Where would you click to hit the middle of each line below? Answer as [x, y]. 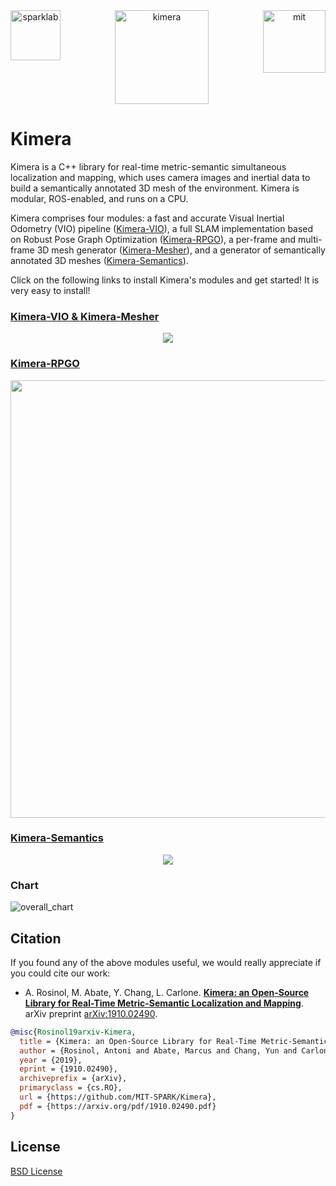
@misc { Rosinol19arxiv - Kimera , [73, 1032]
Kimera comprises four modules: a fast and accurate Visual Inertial [147, 218]
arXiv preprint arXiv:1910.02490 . [91, 1013]
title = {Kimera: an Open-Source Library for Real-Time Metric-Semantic [174, 1041]
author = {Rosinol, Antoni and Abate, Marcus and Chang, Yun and [158, 1050]
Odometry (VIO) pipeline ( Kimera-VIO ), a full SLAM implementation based [162, 228]
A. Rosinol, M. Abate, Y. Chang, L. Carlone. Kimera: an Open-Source [167, 992]
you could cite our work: [60, 973]
